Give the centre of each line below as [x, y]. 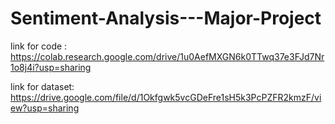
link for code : [39, 46]
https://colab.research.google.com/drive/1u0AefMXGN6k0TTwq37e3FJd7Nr [167, 56]
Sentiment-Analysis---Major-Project [166, 18]
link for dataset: [42, 86]
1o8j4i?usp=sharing [51, 67]
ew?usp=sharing [45, 108]
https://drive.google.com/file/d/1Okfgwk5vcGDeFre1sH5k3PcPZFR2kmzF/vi [166, 97]
